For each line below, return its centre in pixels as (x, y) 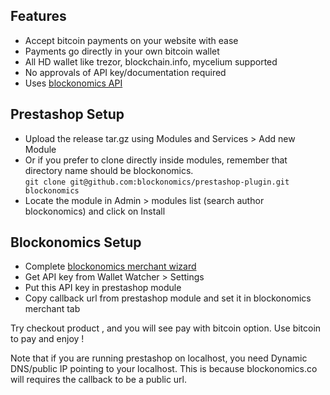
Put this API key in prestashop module (103, 288)
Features (38, 16)
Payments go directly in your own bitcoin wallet (122, 51)
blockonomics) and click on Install (95, 211)
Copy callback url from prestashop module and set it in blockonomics (168, 298)
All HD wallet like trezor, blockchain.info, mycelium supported (151, 61)
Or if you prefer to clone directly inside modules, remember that (156, 160)
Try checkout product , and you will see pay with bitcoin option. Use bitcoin (166, 328)
